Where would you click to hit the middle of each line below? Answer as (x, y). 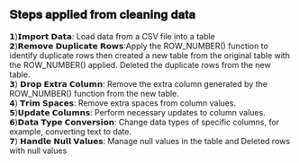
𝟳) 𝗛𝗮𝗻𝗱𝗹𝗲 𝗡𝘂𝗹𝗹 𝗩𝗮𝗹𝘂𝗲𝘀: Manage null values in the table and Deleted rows (150, 141)
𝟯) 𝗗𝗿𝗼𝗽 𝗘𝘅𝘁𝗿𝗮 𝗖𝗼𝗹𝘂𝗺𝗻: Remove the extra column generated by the (139, 83)
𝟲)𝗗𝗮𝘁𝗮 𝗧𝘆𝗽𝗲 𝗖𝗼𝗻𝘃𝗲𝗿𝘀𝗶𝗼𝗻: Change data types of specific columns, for (145, 122)
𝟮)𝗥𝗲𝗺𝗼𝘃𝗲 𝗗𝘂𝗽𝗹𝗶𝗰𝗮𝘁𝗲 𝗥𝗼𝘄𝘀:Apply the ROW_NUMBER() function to (139, 46)
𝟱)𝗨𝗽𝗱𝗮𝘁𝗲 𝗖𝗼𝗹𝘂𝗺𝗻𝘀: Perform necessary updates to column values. (137, 112)
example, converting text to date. (71, 131)
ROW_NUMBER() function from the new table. (95, 93)
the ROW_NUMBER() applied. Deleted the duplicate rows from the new (140, 64)
